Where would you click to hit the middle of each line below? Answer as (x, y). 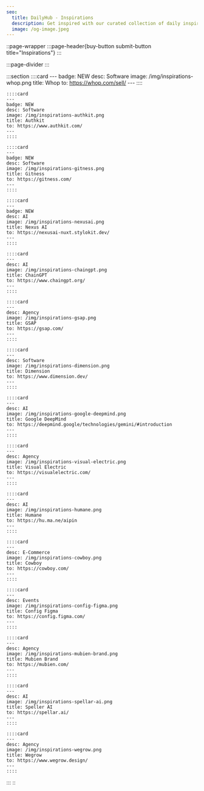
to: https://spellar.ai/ (38, 713)
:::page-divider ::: (28, 65)
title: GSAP (21, 324)
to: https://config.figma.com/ (46, 617)
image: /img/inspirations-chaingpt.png (57, 270)
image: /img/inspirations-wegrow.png (54, 750)
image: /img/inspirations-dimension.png (58, 366)
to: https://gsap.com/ (35, 329)
